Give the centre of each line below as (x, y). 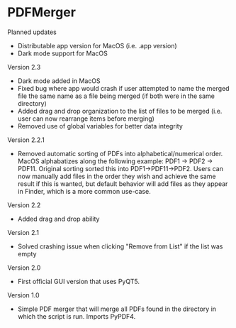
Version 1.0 (23, 295)
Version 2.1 (23, 232)
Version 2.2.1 (26, 140)
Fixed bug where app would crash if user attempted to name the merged (123, 88)
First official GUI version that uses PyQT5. (79, 281)
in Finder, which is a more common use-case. (84, 191)
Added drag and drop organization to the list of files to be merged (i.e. (120, 111)
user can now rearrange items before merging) (86, 119)
